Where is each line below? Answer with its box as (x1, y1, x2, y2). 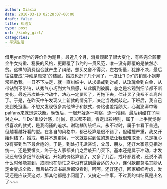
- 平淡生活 (5, 40, 25, 45)
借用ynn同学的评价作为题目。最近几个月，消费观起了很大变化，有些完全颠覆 (5, 54, 161, 60)
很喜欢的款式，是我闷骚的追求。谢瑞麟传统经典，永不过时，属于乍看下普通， (5, 122, 162, 128)
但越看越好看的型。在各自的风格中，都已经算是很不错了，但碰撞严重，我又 (5, 128, 158, 134)
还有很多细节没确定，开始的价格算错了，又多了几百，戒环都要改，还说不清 (9, 153, 162, 159)
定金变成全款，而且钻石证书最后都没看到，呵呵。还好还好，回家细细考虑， (5, 166, 158, 172)
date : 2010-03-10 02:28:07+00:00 (5, 12, 75, 17)
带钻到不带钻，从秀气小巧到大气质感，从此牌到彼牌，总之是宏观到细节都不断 (5, 85, 162, 91)
